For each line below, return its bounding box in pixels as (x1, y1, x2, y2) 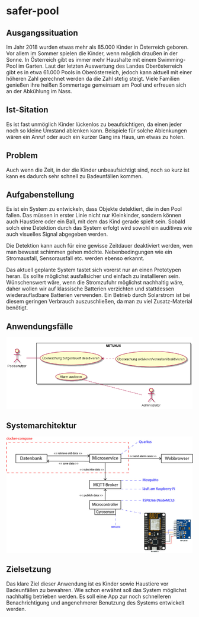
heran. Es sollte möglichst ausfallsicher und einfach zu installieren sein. (6, 273, 181, 280)
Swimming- (158, 56, 186, 63)
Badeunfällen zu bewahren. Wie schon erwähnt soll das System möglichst (6, 586, 187, 593)
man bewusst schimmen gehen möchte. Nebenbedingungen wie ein (6, 248, 173, 256)
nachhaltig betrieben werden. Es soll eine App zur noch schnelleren (6, 593, 171, 600)
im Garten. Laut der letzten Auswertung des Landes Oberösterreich (18, 62, 182, 69)
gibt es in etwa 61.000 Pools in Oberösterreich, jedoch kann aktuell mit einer (6, 69, 192, 75)
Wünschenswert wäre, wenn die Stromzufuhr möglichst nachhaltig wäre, (6, 279, 184, 286)
